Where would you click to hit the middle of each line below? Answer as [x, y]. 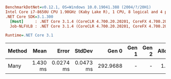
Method [18, 51]
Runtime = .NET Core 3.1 [29, 35]
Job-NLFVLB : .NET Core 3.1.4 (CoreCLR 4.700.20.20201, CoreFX [78, 26]
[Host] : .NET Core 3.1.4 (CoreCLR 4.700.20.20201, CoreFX [78, 21]
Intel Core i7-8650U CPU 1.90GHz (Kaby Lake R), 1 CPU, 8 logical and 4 [84, 12]
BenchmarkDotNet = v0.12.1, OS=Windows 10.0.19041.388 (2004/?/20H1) [78, 7]
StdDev [84, 51]
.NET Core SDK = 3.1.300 [29, 17]
